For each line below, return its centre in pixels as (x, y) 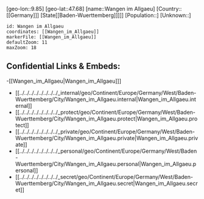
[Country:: (169, 9)
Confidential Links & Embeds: (63, 66)
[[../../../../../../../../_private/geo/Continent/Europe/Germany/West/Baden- (105, 131)
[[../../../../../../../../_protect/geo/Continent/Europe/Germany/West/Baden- (105, 112)
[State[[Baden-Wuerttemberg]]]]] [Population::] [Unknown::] (116, 15)
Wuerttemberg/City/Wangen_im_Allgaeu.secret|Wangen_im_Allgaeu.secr (106, 183)
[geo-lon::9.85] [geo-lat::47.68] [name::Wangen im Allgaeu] (81, 9)
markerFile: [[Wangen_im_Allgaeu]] (51, 37)
